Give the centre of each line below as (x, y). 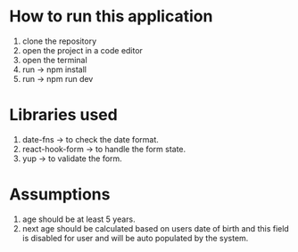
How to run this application (111, 16)
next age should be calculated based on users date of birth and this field (156, 228)
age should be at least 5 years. (79, 219)
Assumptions (60, 195)
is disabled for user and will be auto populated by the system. (135, 238)
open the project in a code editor (82, 50)
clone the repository (59, 41)
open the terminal (54, 60)
